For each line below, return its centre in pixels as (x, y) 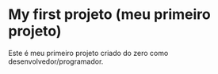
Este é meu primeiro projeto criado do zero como (88, 53)
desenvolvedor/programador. (56, 61)
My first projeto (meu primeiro (110, 15)
